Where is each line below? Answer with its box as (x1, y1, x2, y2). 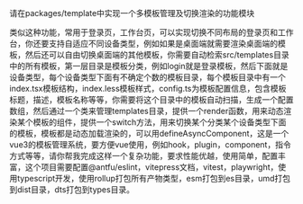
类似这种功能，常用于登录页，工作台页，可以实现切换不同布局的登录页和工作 (9, 27, 294, 38)
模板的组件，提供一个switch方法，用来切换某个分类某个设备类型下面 (32, 117, 287, 128)
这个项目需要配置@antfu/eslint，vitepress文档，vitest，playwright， (24, 162, 279, 173)
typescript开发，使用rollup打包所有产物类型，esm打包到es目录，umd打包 (16, 173, 291, 183)
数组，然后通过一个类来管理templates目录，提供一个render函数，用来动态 (9, 106, 284, 116)
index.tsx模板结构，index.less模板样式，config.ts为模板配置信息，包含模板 (9, 84, 287, 93)
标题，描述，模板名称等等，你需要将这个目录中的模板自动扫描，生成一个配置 (9, 94, 294, 105)
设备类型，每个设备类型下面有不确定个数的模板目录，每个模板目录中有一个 (9, 72, 286, 83)
